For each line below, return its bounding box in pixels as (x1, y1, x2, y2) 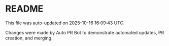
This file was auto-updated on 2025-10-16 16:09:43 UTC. (5, 20, 125, 26)
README (5, 3, 44, 15)
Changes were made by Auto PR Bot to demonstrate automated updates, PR (5, 29, 164, 35)
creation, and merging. (5, 35, 53, 41)
